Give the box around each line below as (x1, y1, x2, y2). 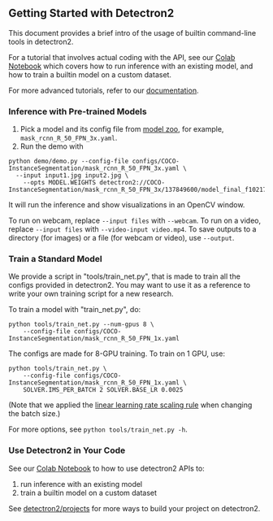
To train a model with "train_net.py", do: (8, 305, 141, 315)
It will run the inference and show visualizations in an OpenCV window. (8, 200, 245, 210)
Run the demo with (19, 141, 84, 151)
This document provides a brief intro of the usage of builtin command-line (8, 28, 257, 37)
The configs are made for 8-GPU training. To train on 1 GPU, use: (8, 349, 226, 358)
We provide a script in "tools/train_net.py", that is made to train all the (8, 271, 241, 281)
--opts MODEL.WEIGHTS (23, 179, 96, 187)
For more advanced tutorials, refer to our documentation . (8, 85, 199, 95)
